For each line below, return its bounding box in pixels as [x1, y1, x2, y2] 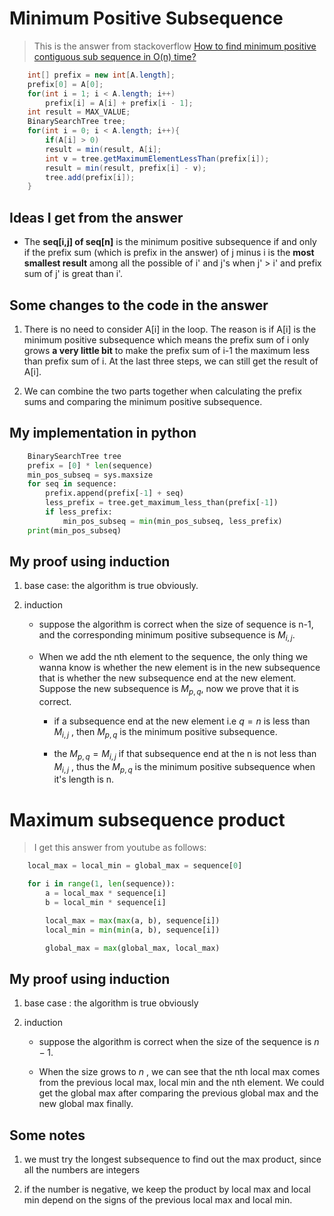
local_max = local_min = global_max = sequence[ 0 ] [27, 861, 243, 871]
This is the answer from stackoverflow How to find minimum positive [33, 40, 317, 52]
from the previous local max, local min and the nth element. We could [38, 1077, 325, 1089]
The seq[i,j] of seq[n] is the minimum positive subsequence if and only [23, 236, 317, 248]
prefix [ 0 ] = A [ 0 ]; [27, 79, 104, 89]
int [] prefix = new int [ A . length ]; [27, 70, 176, 80]
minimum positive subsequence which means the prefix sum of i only [23, 333, 310, 346]
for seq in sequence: [27, 479, 117, 489]
